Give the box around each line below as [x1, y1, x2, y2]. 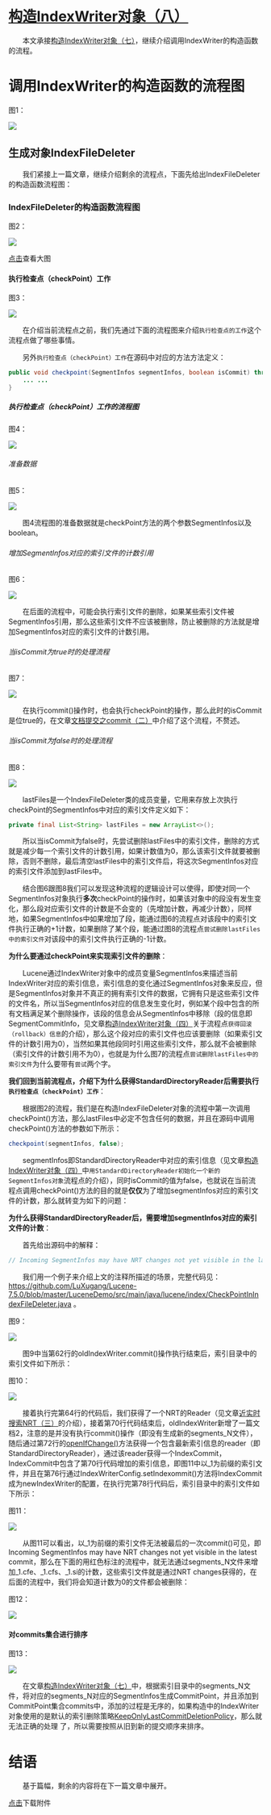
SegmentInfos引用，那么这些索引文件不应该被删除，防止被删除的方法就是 [8, 617, 252, 626]
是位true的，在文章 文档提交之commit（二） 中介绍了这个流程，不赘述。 [8, 716, 244, 726]
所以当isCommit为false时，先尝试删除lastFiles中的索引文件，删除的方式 [23, 836, 260, 846]
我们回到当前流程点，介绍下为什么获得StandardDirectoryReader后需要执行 [8, 1077, 260, 1086]
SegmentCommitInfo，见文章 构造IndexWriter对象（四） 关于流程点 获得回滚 [8, 1018, 252, 1029]
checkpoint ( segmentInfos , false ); [8, 1140, 125, 1148]
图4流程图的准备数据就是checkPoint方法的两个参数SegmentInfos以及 [23, 517, 252, 527]
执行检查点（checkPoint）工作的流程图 [8, 402, 140, 412]
